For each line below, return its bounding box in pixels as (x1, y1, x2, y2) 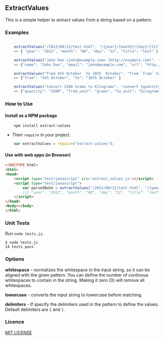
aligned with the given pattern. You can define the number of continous (5, 272, 149, 278)
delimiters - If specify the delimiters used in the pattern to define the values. (5, 301, 159, 307)
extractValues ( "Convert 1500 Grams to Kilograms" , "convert (14, 84, 139, 89)
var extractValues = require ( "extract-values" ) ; (14, 141, 115, 146)
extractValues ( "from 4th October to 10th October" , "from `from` (14, 71, 154, 76)
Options (5, 256, 24, 262)
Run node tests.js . (5, 231, 44, 237)
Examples (5, 29, 29, 36)
